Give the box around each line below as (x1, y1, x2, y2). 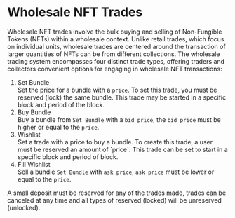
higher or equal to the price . (17, 123, 100, 131)
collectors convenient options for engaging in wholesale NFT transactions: (7, 64, 222, 73)
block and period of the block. (17, 100, 105, 109)
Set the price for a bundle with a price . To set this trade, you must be (17, 86, 217, 94)
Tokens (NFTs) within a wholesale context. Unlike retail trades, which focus (7, 34, 224, 43)
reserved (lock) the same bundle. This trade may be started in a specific (17, 93, 227, 102)
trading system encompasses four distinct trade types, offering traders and (7, 57, 225, 65)
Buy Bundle (17, 108, 51, 116)
